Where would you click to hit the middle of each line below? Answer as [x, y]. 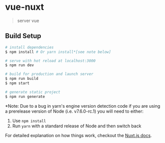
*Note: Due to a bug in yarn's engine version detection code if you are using [83, 106]
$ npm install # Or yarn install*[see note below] [58, 52]
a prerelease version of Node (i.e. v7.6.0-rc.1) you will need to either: [74, 111]
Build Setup [23, 36]
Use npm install [29, 120]
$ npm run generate [25, 96]
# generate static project [33, 92]
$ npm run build [22, 79]
